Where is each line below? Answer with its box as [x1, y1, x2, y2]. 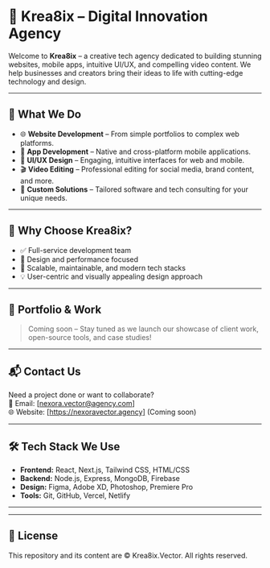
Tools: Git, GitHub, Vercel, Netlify [19, 491, 131, 500]
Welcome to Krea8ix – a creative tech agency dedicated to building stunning [8, 51, 263, 60]
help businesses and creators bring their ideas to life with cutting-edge [8, 68, 243, 77]
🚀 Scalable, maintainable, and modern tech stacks [19, 263, 186, 272]
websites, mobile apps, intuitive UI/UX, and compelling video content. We [8, 60, 252, 69]
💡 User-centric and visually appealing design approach [19, 272, 203, 281]
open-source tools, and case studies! [27, 333, 152, 342]
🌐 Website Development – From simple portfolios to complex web [19, 129, 239, 139]
